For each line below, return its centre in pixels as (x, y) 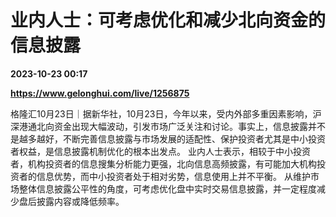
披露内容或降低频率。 (80, 201)
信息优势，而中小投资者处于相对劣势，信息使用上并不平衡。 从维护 (173, 176)
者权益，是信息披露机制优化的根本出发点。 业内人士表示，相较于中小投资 (160, 151)
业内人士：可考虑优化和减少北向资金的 (168, 20)
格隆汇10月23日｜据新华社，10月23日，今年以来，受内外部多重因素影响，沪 (166, 113)
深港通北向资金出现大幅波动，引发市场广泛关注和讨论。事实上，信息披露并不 (168, 126)
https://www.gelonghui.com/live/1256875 (100, 93)
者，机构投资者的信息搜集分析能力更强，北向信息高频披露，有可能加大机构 (163, 163)
